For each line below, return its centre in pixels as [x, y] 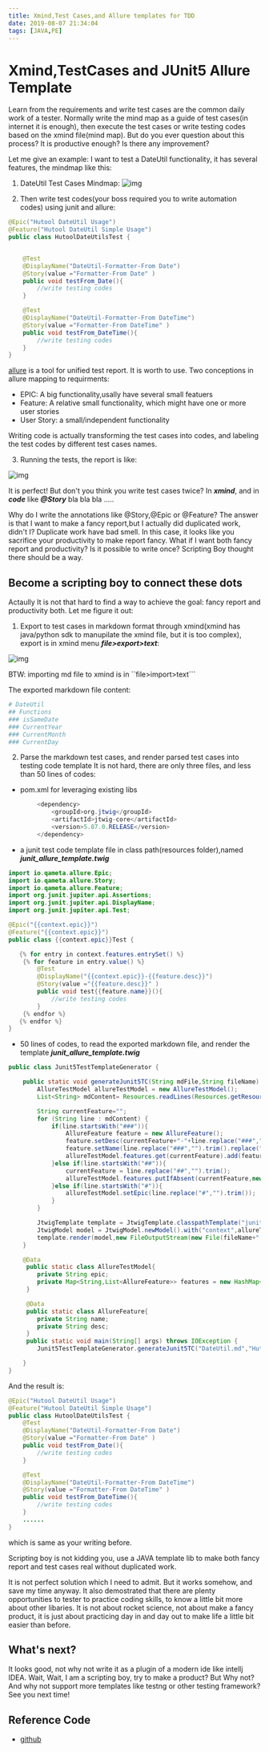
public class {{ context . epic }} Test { [71, 940]
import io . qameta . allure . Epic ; [60, 873]
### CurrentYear [35, 727]
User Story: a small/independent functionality [94, 420]
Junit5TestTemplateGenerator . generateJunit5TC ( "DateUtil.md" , [143, 1349]
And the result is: [36, 1386]
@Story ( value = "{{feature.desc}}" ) [98, 984]
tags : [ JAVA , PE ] [35, 30]
